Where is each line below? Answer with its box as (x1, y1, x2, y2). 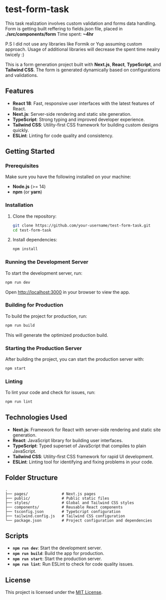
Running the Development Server (5, 259, 89, 266)
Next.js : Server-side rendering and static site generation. (12, 111, 132, 117)
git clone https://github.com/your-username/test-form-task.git (12, 223, 151, 228)
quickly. (12, 127, 29, 133)
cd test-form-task (12, 228, 51, 233)
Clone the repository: (12, 213, 57, 219)
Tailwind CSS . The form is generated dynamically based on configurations (5, 67, 160, 73)
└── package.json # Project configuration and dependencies (5, 518, 152, 523)
